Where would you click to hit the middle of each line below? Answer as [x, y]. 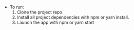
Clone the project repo [39, 12]
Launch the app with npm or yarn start [55, 22]
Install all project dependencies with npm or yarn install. [73, 17]
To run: [17, 7]
